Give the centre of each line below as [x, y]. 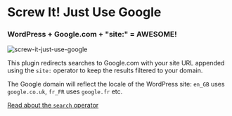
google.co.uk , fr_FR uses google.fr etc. [65, 91]
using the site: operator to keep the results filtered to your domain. [105, 70]
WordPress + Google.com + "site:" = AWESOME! [92, 34]
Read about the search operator [53, 105]
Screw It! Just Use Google [84, 12]
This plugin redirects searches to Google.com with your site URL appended [116, 63]
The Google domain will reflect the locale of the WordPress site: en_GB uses [116, 84]
